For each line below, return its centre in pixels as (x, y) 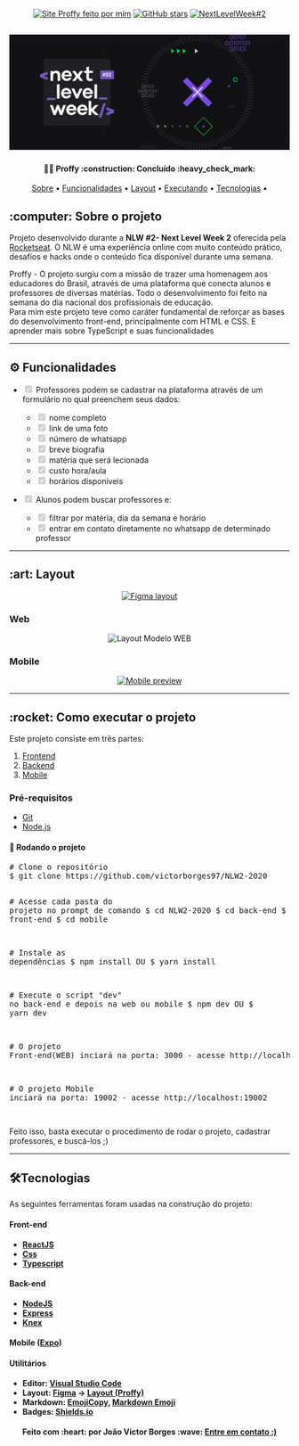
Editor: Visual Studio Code (72, 1383)
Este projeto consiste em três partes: (77, 739)
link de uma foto (78, 428)
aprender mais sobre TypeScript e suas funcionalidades (112, 331)
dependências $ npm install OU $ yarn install (113, 961)
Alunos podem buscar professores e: (103, 499)
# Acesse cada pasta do (61, 901)
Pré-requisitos (41, 798)
